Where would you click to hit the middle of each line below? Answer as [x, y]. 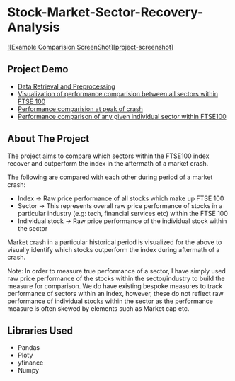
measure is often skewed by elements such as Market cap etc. [98, 308]
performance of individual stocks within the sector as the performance [110, 301]
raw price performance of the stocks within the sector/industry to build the [116, 278]
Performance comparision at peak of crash [80, 109]
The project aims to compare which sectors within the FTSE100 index [108, 156]
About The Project [48, 139]
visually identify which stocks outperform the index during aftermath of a [114, 249]
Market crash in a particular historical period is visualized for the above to [115, 242]
